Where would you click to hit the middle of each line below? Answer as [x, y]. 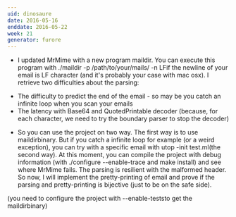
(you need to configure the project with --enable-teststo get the [100, 199]
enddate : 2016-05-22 [38, 27]
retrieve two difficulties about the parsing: [78, 82]
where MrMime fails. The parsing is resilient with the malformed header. [122, 170]
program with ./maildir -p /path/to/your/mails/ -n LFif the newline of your [123, 68]
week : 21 [20, 33]
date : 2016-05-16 [33, 20]
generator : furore [34, 40]
